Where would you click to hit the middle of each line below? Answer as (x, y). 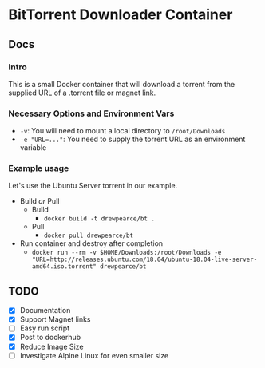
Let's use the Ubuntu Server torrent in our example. (93, 186)
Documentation (45, 311)
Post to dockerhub (50, 338)
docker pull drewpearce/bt (89, 236)
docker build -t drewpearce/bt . (99, 219)
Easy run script (45, 328)
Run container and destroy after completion (91, 243)
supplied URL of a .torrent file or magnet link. (82, 93)
